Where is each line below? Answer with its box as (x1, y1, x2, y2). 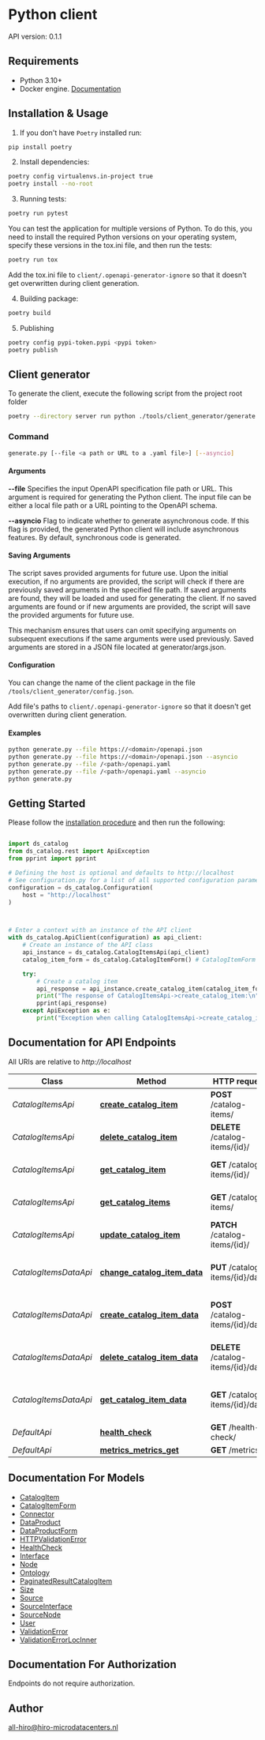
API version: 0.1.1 (8, 32, 62, 41)
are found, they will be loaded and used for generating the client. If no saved (8, 593, 257, 603)
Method (136, 1076, 167, 1087)
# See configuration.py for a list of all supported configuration (8, 876, 235, 884)
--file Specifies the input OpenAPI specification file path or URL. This (8, 483, 233, 493)
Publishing (19, 323, 54, 333)
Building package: (19, 294, 79, 303)
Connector (19, 1509, 55, 1518)
